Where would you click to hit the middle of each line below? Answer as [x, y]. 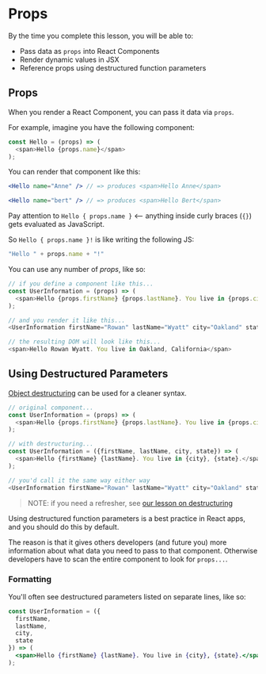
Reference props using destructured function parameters [113, 67]
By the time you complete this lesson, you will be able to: [101, 36]
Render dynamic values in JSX [70, 59]
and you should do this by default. [64, 527]
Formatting [30, 580]
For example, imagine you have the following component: [102, 127]
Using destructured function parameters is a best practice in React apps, [127, 518]
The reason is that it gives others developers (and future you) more [118, 542]
